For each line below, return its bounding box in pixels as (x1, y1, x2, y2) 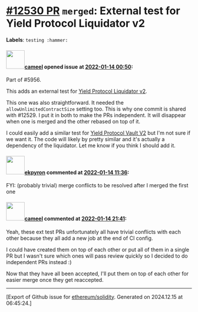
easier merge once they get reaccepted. (6, 276, 104, 283)
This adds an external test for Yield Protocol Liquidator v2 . (6, 87, 147, 95)
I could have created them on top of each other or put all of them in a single (6, 246, 190, 253)
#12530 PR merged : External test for (6, 4, 181, 18)
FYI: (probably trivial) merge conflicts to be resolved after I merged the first (6, 182, 189, 189)
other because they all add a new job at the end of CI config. (6, 235, 153, 242)
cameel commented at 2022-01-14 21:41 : (24, 214, 127, 222)
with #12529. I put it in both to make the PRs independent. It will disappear (6, 112, 186, 119)
